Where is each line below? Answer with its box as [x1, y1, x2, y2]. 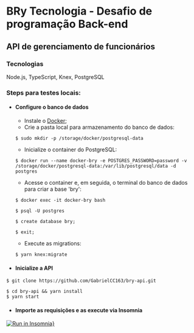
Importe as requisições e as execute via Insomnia [15, 306, 143, 314]
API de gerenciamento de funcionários [6, 41, 155, 52]
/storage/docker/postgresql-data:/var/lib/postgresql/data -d [15, 163, 176, 169]
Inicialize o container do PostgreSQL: [24, 146, 117, 153]
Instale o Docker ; [24, 117, 67, 124]
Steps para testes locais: [6, 88, 81, 97]
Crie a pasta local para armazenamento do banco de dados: [24, 123, 175, 131]
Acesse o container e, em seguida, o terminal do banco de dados [24, 179, 188, 186]
